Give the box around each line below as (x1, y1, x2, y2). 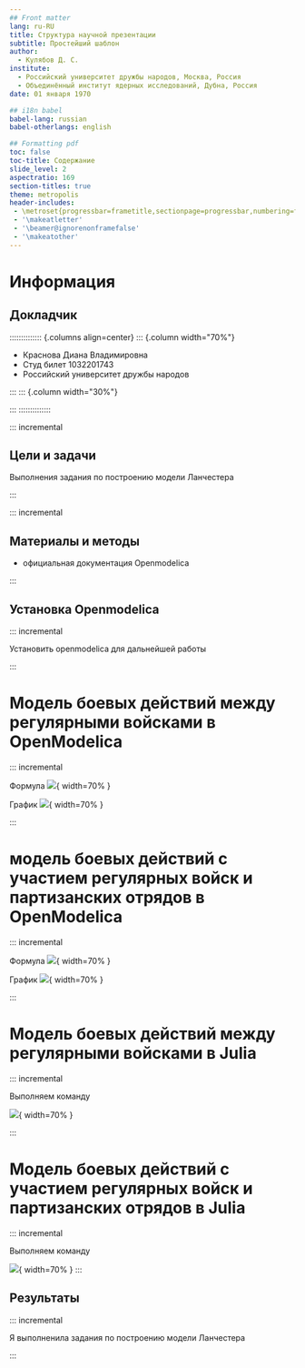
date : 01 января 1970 (9, 89, 92, 98)
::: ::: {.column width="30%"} (9, 386, 118, 397)
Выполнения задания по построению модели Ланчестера (9, 472, 234, 483)
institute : (9, 65, 51, 74)
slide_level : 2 (9, 165, 67, 174)
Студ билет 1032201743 (22, 358, 114, 369)
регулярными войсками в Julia (9, 1043, 257, 1064)
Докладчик (9, 307, 78, 323)
